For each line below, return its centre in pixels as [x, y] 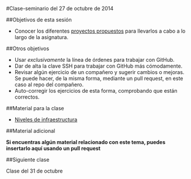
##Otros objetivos [28, 48]
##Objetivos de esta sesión [39, 20]
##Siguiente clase [28, 159]
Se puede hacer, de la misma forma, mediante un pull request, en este [99, 78]
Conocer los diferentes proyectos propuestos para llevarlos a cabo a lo [100, 31]
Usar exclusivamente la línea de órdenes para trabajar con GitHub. [95, 60]
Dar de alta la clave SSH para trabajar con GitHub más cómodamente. [98, 66]
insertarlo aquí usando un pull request [53, 148]
